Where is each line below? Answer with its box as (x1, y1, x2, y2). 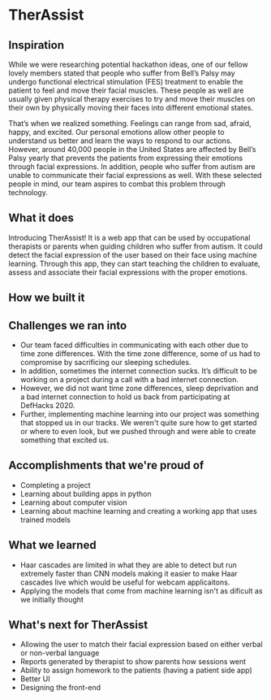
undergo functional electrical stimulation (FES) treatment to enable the (8, 77, 243, 86)
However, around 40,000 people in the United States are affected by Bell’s (8, 145, 256, 154)
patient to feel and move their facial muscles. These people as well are (8, 85, 244, 95)
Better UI (19, 674, 50, 684)
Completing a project (19, 480, 91, 489)
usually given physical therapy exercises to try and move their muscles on (8, 94, 256, 103)
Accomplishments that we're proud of (8, 459, 204, 472)
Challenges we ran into (8, 319, 127, 333)
